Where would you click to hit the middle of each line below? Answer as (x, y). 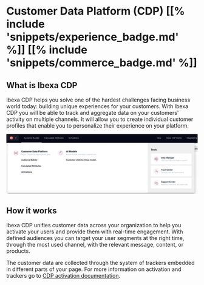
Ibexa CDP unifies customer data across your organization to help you (94, 225)
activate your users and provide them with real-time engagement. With (95, 232)
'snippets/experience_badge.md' (93, 37)
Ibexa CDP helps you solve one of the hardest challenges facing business (98, 100)
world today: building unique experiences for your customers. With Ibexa (97, 106)
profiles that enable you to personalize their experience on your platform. (98, 125)
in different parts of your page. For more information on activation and (94, 269)
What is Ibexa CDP (42, 85)
